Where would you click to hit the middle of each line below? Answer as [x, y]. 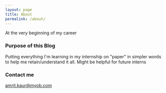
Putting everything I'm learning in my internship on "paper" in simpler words [83, 56]
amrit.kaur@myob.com [29, 85]
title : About [19, 14]
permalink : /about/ [25, 19]
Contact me [20, 75]
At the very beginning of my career [41, 33]
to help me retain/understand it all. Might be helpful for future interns [76, 62]
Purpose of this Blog [30, 46]
